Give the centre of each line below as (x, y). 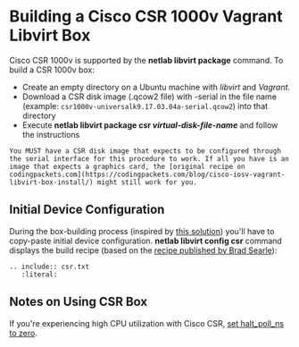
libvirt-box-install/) (51, 182)
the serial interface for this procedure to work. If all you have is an (149, 158)
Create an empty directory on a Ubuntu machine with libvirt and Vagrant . (156, 87)
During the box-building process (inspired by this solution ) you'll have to (142, 231)
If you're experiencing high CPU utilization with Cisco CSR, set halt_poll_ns (146, 323)
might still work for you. (147, 182)
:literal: (39, 275)
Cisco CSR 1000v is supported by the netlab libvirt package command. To (146, 60)
